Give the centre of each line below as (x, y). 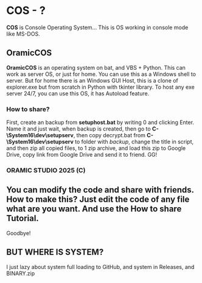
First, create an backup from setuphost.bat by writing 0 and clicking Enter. (100, 123)
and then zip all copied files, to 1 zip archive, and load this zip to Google (96, 148)
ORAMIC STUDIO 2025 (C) (46, 170)
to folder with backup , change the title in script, (134, 142)
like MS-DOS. (23, 33)
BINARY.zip (21, 273)
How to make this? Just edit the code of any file (98, 199)
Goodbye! (19, 233)
